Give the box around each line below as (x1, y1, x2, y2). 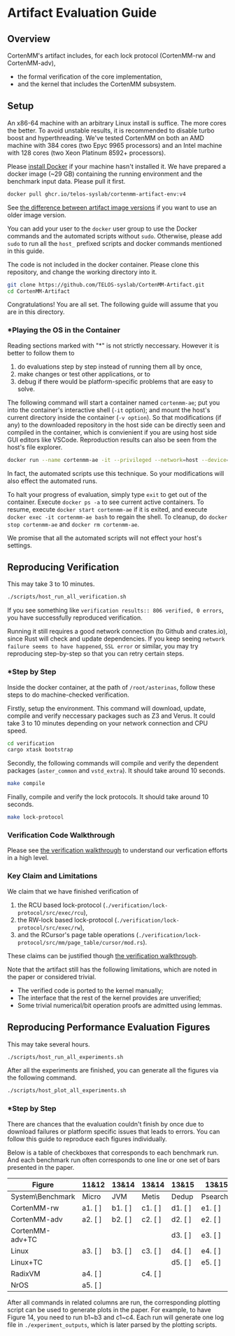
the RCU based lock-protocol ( (17, 901, 106, 909)
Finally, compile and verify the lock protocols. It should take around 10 (7, 793, 209, 801)
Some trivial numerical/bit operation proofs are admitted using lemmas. (17, 1001, 222, 1009)
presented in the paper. (7, 1163, 75, 1171)
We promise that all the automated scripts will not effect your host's (7, 533, 202, 542)
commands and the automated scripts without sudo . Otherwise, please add (7, 231, 222, 240)
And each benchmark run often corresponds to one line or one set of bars (7, 1155, 220, 1164)
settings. (7, 541, 33, 550)
